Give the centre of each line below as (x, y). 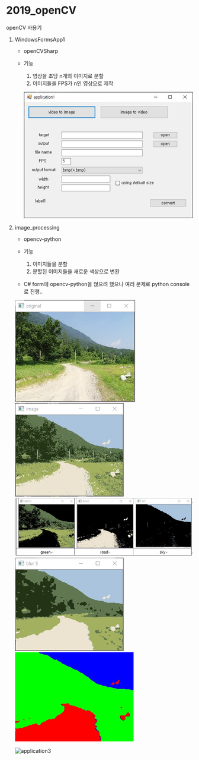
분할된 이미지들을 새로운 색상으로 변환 (76, 271)
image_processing (37, 227)
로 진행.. (33, 291)
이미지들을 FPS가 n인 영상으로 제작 (73, 83)
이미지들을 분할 (50, 264)
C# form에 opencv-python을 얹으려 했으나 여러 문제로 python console (107, 284)
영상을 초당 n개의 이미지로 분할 (68, 76)
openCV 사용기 (24, 27)
